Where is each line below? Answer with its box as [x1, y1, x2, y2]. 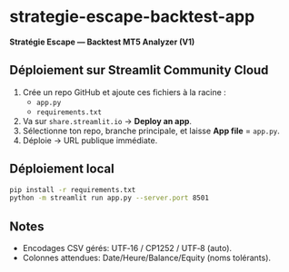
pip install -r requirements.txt [9, 185, 136, 194]
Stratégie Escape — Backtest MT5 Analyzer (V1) [9, 36, 195, 47]
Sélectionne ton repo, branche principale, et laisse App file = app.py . [22, 125, 280, 136]
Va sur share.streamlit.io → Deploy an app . [22, 115, 193, 126]
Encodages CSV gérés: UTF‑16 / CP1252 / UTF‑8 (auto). [22, 243, 233, 254]
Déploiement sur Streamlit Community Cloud [9, 63, 269, 78]
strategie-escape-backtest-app [9, 6, 255, 27]
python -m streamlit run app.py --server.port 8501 [9, 193, 209, 203]
